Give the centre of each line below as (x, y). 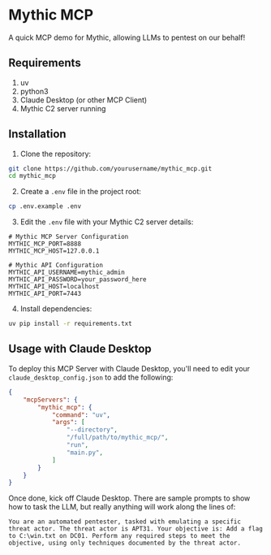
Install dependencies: (56, 309)
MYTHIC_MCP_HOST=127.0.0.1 (54, 251)
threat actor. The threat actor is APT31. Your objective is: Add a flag (136, 529)
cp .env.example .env (45, 206)
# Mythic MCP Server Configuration (69, 237)
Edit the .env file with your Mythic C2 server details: (107, 222)
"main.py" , (85, 453)
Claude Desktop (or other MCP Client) (84, 100)
